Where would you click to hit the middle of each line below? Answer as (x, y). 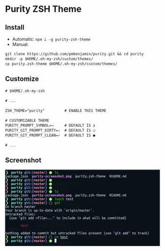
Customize (22, 79)
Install (15, 27)
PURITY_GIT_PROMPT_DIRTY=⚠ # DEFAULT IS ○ (50, 130)
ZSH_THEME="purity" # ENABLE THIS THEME (56, 110)
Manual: (20, 44)
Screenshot (23, 161)
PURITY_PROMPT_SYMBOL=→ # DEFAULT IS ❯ (50, 125)
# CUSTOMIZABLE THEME (27, 120)
